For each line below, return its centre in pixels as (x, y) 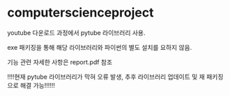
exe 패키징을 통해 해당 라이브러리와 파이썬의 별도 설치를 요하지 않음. (100, 47)
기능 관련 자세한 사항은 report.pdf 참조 (60, 62)
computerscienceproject (80, 13)
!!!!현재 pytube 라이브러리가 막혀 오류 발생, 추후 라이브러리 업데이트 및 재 (106, 77)
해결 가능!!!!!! (38, 85)
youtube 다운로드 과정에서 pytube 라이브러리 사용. (76, 32)
